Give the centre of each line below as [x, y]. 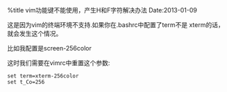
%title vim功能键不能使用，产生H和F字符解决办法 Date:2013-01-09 [102, 10]
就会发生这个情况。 [35, 34]
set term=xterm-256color [43, 76]
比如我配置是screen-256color [49, 48]
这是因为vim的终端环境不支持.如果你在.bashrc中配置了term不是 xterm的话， [116, 25]
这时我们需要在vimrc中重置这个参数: [59, 63]
